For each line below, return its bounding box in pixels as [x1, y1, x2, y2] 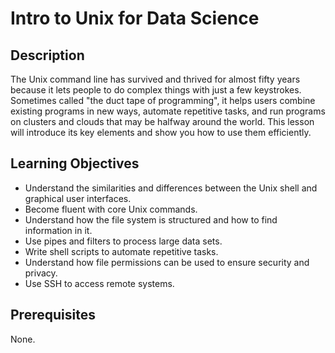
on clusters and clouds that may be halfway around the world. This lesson [10, 116, 315, 127]
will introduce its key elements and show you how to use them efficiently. [10, 127, 312, 138]
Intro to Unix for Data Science [10, 7, 260, 30]
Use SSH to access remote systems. [24, 277, 175, 289]
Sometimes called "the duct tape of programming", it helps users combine [10, 95, 316, 106]
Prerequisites [10, 307, 96, 324]
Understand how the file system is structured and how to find [24, 213, 278, 226]
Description [10, 47, 85, 64]
